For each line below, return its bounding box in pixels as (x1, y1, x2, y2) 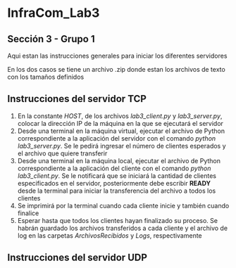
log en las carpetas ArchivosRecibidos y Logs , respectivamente (17, 231, 202, 240)
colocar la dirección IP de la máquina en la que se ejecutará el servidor (17, 119, 224, 127)
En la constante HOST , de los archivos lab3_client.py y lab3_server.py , (17, 111, 223, 120)
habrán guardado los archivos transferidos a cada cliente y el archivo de (17, 224, 228, 232)
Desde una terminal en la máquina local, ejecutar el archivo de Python (17, 156, 221, 165)
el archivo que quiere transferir (17, 149, 108, 158)
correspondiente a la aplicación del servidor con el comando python (17, 134, 216, 142)
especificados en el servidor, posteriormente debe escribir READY (17, 179, 211, 187)
